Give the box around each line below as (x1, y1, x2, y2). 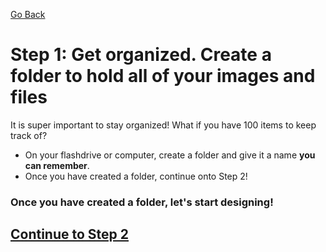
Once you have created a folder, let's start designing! (10, 195, 274, 209)
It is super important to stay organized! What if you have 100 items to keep (10, 119, 317, 131)
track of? (10, 129, 48, 141)
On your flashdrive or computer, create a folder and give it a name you (24, 149, 316, 161)
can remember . (24, 159, 90, 171)
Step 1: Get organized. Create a (10, 44, 272, 66)
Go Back (10, 9, 46, 20)
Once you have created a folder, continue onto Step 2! (24, 170, 248, 182)
